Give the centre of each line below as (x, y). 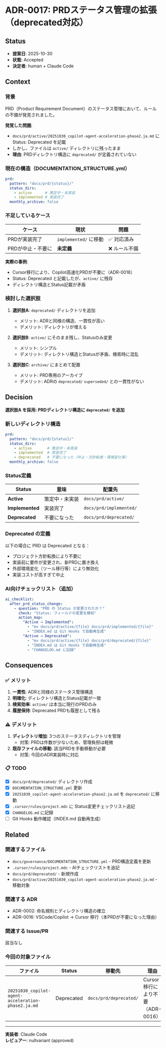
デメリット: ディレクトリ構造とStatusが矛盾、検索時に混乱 (79, 354)
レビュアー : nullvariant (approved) (40, 1040)
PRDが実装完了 (25, 239)
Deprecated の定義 (28, 534)
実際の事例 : (17, 262)
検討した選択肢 (23, 298)
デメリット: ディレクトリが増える (53, 327)
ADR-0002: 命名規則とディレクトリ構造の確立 (59, 911)
